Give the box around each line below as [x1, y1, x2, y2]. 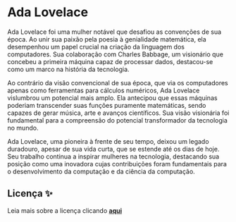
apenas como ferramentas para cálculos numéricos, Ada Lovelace [7, 86, 200, 94]
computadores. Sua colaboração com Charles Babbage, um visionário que [7, 50, 224, 58]
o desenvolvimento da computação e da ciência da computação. [7, 167, 195, 175]
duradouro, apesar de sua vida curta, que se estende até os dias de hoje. [7, 144, 220, 153]
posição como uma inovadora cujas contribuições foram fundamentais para [7, 159, 228, 168]
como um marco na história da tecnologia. [7, 65, 130, 73]
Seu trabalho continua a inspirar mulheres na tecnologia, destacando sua [7, 152, 220, 161]
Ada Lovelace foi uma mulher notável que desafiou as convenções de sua [7, 27, 222, 36]
